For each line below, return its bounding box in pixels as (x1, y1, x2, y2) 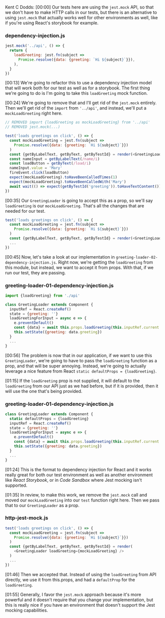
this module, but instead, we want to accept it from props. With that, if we (5, 264, 154, 270)
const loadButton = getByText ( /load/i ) (9, 161, 91, 166)
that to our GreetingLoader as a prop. (5, 502, 80, 508)
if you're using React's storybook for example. (5, 20, 99, 26)
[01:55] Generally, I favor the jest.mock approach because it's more (5, 591, 141, 597)
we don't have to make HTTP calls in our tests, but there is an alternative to (5, 9, 157, 15)
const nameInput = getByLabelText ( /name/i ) (9, 156, 100, 161)
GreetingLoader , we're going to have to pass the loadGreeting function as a (5, 357, 157, 363)
